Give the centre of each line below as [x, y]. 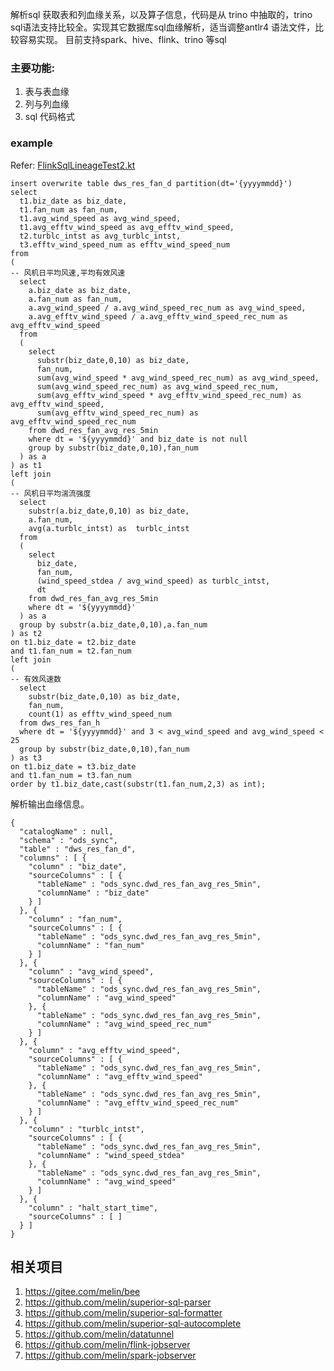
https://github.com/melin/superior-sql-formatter [123, 1313]
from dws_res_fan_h [60, 723]
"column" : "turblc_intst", [86, 1129]
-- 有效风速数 [36, 679]
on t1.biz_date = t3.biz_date [73, 766]
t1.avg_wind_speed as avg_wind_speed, [100, 218]
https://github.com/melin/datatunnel [99, 1334]
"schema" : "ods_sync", [68, 840]
